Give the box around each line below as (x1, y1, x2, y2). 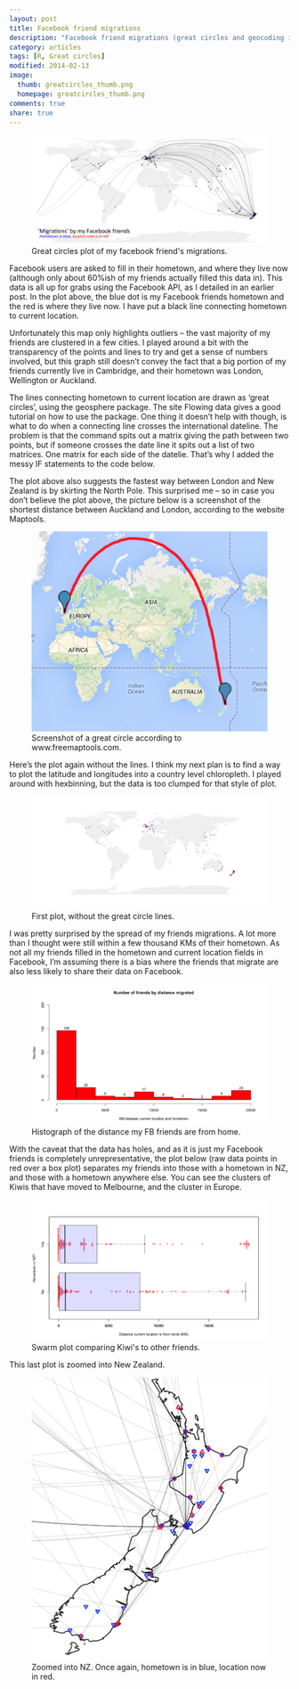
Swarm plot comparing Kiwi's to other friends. (31, 1342, 200, 1353)
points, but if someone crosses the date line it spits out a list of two (9, 439, 255, 450)
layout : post (9, 14, 58, 23)
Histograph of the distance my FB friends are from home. (31, 1127, 241, 1136)
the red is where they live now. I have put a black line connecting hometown (9, 301, 287, 312)
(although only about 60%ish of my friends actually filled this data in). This (9, 273, 283, 283)
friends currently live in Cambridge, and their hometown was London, (9, 365, 264, 376)
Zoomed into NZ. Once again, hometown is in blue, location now (31, 1661, 267, 1672)
